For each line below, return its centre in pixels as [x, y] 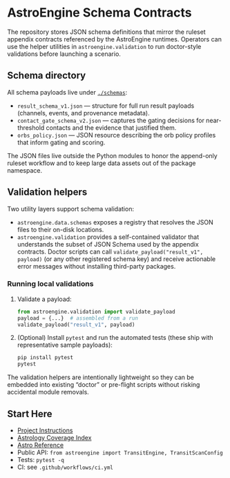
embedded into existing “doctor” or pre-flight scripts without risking [104, 385]
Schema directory [47, 76]
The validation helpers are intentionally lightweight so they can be [101, 377]
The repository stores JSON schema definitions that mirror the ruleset [106, 32]
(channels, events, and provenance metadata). [83, 113]
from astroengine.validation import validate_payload [96, 312]
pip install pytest [45, 358]
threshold [31, 127]
